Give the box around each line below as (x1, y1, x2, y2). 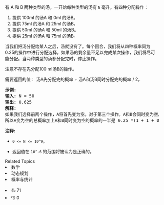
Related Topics (5, 159, 35, 164)
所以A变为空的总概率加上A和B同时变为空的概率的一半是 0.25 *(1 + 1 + (5, 118, 154, 123)
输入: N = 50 (5, 93, 35, 99)
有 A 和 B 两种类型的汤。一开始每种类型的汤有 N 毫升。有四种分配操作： (5, 4, 149, 10)
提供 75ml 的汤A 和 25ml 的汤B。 (12, 21, 78, 26)
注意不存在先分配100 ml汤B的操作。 (5, 66, 77, 72)
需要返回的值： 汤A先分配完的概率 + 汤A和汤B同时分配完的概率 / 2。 (5, 76, 143, 82)
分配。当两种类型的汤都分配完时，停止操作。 (9, 56, 99, 61)
